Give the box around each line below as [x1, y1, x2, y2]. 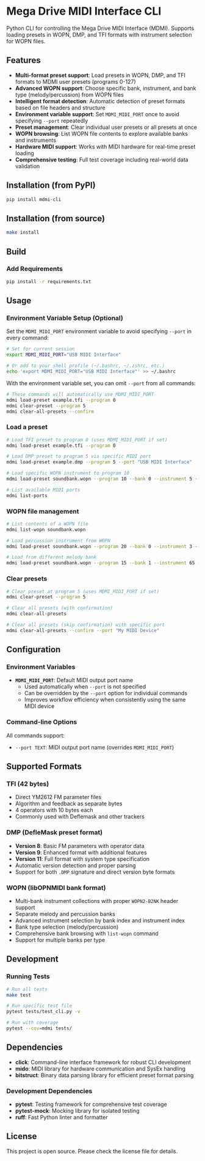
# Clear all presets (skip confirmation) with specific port [6, 622, 165, 628]
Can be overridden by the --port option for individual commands [24, 690, 188, 697]
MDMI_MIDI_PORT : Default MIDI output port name [15, 677, 133, 684]
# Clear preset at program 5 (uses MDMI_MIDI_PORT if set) [6, 588, 160, 594]
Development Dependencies [6, 1086, 93, 1095]
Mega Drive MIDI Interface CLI [6, 4, 162, 18]
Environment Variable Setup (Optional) [6, 314, 124, 322]
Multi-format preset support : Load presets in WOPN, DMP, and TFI [15, 72, 186, 79]
